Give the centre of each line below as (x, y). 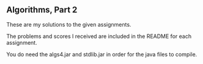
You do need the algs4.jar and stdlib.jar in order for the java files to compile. (102, 54)
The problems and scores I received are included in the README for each (99, 36)
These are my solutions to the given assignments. (69, 24)
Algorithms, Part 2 (42, 10)
